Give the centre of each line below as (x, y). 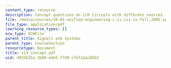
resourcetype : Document (31, 48)
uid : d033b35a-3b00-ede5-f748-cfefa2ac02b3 (52, 58)
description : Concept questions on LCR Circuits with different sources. (85, 15)
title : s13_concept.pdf (31, 53)
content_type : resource (31, 10)
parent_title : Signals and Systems (43, 39)
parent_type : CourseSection (35, 43)
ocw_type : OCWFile (25, 34)
